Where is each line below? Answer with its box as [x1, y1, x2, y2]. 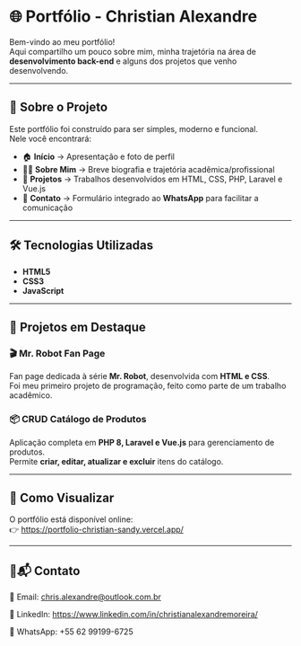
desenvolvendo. [9, 65, 69, 75]
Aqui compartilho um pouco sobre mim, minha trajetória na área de [9, 46, 257, 57]
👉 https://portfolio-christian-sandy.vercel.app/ [9, 524, 184, 535]
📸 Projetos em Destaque [9, 319, 146, 334]
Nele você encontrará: [9, 133, 92, 144]
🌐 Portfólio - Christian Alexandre [9, 6, 258, 27]
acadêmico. [9, 390, 53, 401]
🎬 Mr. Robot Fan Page [9, 347, 106, 359]
